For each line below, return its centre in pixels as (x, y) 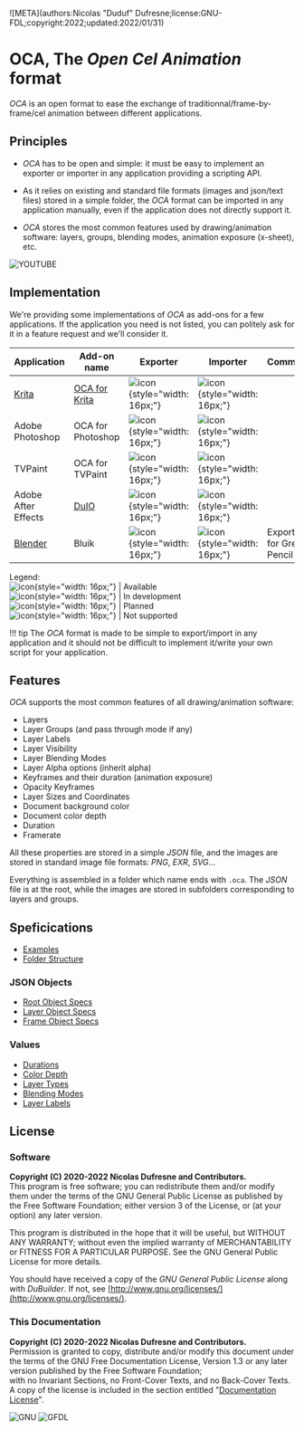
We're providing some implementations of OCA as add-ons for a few (137, 314)
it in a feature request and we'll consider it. (89, 333)
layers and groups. (44, 899)
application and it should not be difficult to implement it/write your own (141, 643)
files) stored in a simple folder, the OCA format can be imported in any (153, 200)
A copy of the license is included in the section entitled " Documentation (143, 1389)
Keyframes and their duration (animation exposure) (118, 778)
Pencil (280, 554)
